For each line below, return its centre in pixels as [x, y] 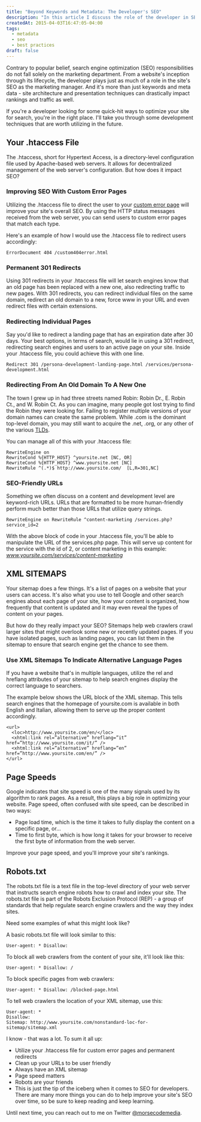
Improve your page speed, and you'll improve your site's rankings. [88, 853]
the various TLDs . [28, 430]
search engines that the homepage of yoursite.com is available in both [93, 704]
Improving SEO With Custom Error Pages [66, 191]
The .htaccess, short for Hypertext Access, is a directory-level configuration [100, 157]
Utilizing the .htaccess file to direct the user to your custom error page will [98, 205]
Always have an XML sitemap [51, 1069]
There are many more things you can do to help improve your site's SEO [103, 1094]
